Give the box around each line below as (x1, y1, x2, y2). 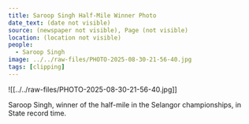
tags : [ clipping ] (8, 63, 65, 71)
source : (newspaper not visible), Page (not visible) (8, 26, 189, 34)
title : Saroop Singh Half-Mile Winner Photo (8, 11, 157, 20)
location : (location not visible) (8, 33, 122, 42)
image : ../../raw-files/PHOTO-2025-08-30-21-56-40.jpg (8, 56, 192, 64)
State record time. (8, 108, 67, 118)
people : (8, 41, 34, 49)
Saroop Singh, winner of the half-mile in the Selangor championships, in (8, 100, 242, 109)
